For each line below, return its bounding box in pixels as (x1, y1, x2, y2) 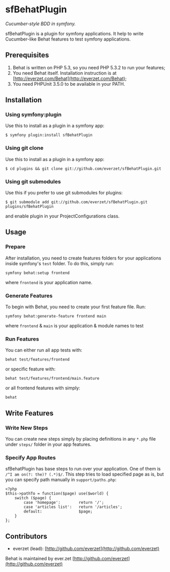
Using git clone (5, 145, 44, 152)
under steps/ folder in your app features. (5, 441, 92, 447)
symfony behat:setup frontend (5, 270, 70, 275)
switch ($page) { (14, 496, 52, 501)
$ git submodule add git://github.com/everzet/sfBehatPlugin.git (5, 200, 147, 205)
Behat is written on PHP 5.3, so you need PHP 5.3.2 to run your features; (12, 64, 165, 70)
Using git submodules (5, 178, 61, 185)
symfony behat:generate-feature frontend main (5, 314, 107, 319)
